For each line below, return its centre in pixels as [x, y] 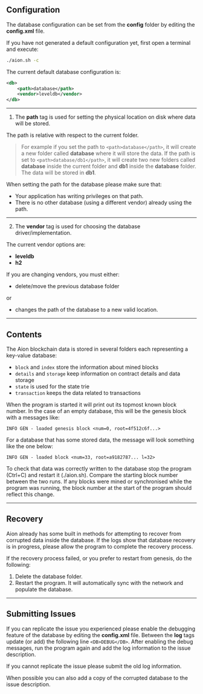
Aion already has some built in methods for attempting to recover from [94, 534]
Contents [24, 335]
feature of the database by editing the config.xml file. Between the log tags [101, 635]
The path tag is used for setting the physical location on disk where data [105, 117]
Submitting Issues [41, 614]
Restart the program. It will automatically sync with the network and [99, 583]
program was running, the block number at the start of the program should [99, 488]
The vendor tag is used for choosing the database [78, 226]
